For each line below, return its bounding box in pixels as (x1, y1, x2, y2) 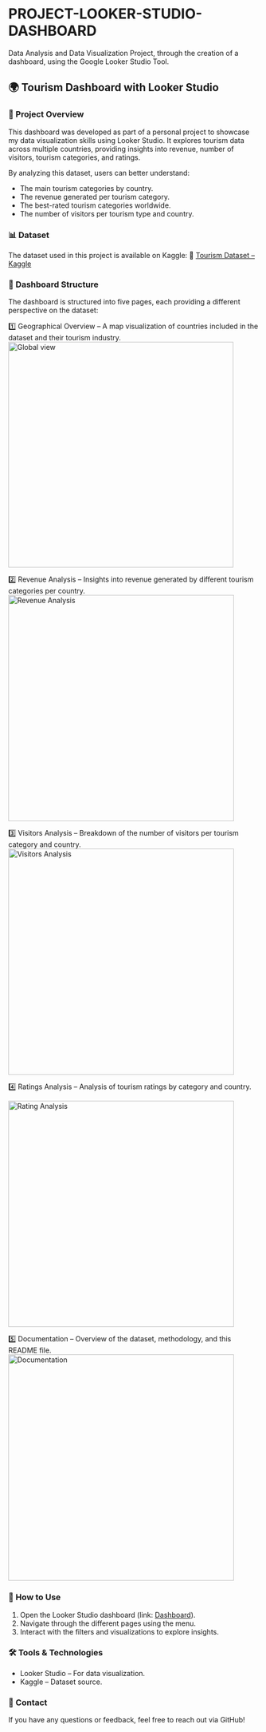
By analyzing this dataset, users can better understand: (8, 168, 190, 177)
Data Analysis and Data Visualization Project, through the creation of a (8, 48, 239, 58)
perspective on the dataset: (8, 305, 99, 316)
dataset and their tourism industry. (8, 333, 122, 343)
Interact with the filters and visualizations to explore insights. (19, 1627, 219, 1636)
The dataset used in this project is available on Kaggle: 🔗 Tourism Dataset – (8, 250, 256, 260)
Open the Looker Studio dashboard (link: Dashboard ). (19, 1610, 196, 1619)
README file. (8, 1345, 52, 1355)
